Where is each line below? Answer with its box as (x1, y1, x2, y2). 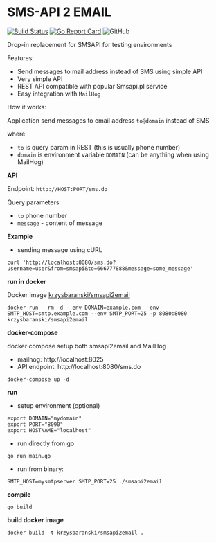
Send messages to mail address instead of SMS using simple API (17, 67, 203, 75)
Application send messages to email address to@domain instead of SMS (7, 116, 210, 125)
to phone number (17, 211, 68, 220)
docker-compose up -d (7, 375, 70, 383)
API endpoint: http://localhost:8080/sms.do (17, 362, 141, 371)
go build (7, 504, 33, 510)
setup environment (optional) (17, 401, 100, 409)
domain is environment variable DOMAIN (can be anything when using (17, 150, 209, 159)
